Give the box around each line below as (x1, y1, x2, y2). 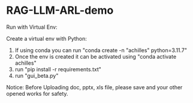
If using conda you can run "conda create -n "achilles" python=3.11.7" (14, 46, 188, 54)
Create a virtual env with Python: (6, 35, 87, 42)
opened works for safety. (6, 90, 68, 97)
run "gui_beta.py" (14, 72, 59, 79)
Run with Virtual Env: (6, 23, 58, 31)
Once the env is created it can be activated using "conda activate (14, 53, 177, 60)
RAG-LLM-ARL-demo (6, 4, 114, 17)
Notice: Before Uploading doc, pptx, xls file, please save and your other (6, 83, 183, 90)
